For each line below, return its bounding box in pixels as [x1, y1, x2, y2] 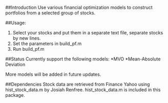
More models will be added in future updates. [5, 71, 101, 77]
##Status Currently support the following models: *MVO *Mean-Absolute [5, 56, 161, 62]
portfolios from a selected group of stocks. [5, 10, 96, 16]
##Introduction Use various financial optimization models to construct [5, 5, 153, 10]
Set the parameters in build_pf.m [12, 40, 82, 47]
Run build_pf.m [12, 46, 45, 52]
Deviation [5, 61, 26, 67]
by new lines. [12, 35, 41, 41]
